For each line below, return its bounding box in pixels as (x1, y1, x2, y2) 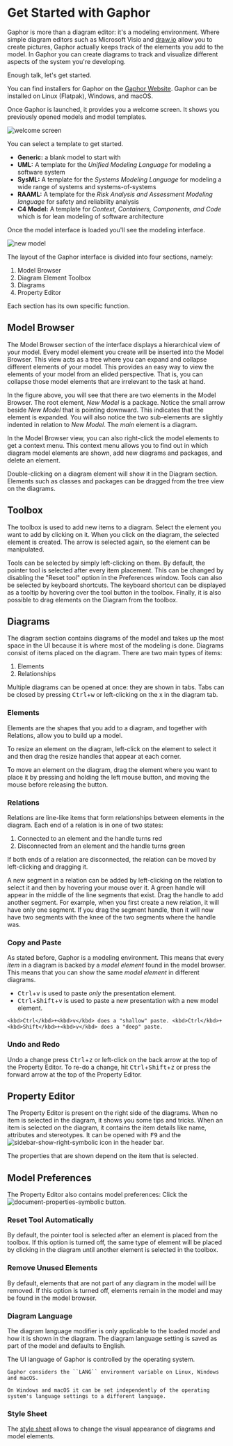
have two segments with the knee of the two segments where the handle (7, 913, 216, 921)
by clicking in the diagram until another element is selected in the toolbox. (7, 1246, 219, 1254)
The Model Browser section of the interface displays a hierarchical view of (7, 340, 220, 348)
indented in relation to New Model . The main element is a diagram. (7, 420, 198, 428)
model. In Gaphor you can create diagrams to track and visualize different (7, 50, 218, 58)
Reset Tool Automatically (7, 1215, 94, 1225)
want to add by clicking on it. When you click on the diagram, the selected (7, 530, 219, 538)
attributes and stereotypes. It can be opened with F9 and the (7, 1131, 182, 1139)
